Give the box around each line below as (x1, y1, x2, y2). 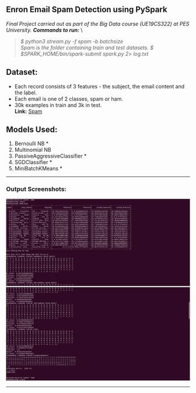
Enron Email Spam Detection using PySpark (6, 5, 167, 15)
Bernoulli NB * (14, 140, 49, 147)
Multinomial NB (14, 146, 51, 153)
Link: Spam (14, 108, 43, 115)
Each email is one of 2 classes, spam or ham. (14, 95, 124, 102)
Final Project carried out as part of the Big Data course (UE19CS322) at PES (6, 20, 190, 27)
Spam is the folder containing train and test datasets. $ (20, 44, 153, 51)
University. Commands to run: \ (6, 26, 83, 33)
